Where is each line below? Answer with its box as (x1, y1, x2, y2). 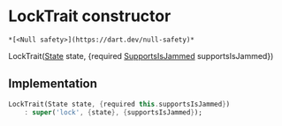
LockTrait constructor (8, 6, 171, 26)
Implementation (8, 77, 98, 92)
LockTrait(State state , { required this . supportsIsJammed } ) (8, 100, 231, 108)
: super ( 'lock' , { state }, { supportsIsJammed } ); (24, 107, 202, 116)
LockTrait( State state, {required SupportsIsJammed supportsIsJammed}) (8, 50, 274, 61)
